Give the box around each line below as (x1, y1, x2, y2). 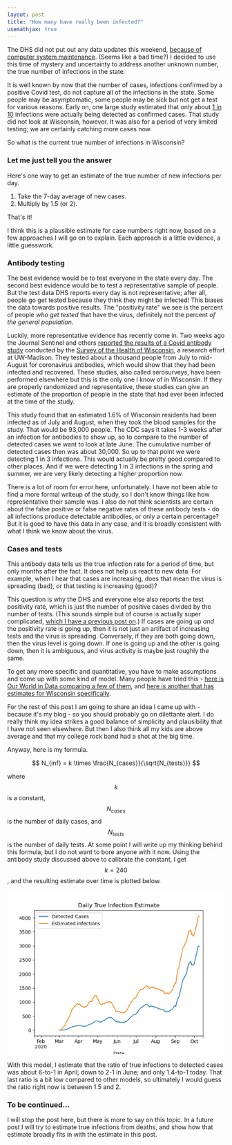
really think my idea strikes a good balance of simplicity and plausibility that (7, 717, 222, 726)
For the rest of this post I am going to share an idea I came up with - (7, 703, 200, 711)
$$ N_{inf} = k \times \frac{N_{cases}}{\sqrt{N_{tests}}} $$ (32, 759, 200, 767)
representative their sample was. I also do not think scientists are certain (7, 498, 213, 506)
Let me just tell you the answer (7, 155, 112, 165)
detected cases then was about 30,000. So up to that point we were (7, 447, 200, 455)
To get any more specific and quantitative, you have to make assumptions (7, 668, 217, 676)
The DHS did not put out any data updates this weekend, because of (7, 46, 202, 54)
